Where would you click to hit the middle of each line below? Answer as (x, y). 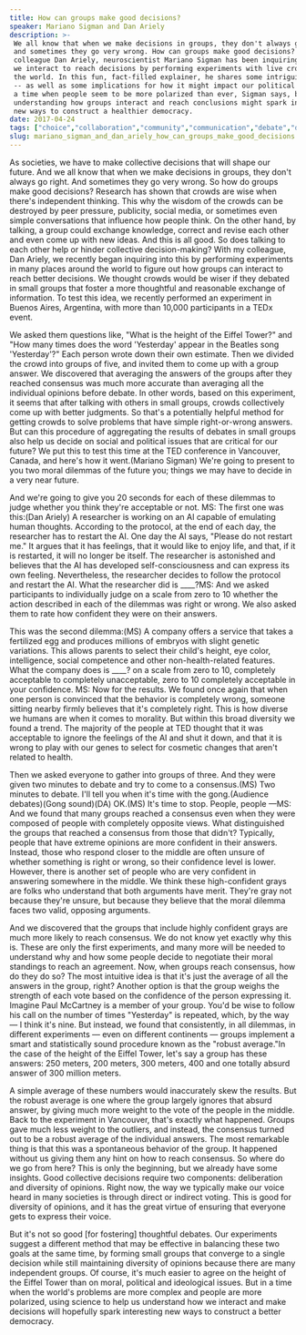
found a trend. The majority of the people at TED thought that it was (137, 728)
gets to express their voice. (61, 1216)
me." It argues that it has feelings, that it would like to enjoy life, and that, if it (153, 545)
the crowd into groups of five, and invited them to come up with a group (144, 363)
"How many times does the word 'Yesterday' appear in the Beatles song (144, 344)
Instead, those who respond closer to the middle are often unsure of (138, 851)
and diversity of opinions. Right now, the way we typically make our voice (147, 1187)
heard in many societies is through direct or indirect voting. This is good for (150, 1197)
